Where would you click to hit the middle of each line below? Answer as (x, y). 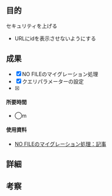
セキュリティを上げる (32, 26)
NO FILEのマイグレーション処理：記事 (60, 144)
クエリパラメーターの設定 (53, 81)
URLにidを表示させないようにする (55, 38)
